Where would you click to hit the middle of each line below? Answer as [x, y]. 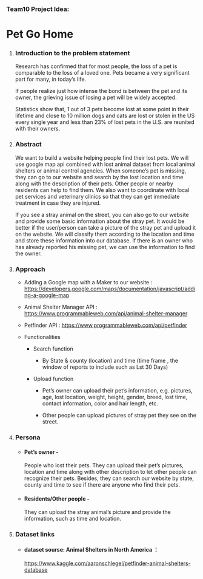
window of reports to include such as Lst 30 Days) [105, 367]
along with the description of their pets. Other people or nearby [94, 183]
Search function [53, 349]
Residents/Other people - [57, 498]
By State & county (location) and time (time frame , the [110, 361]
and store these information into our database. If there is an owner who [104, 240]
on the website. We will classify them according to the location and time [105, 234]
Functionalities [42, 337]
